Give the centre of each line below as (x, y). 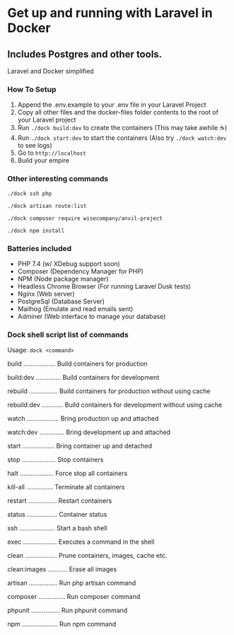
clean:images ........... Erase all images (62, 569)
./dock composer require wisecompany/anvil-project (85, 218)
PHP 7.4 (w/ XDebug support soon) (69, 264)
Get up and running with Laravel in (110, 13)
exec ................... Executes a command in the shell (81, 542)
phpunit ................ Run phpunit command (68, 610)
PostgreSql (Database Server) (61, 301)
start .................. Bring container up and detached (80, 446)
